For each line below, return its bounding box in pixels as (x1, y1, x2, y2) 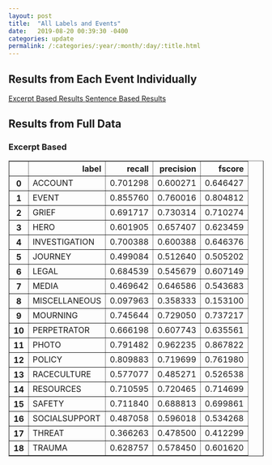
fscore (218, 163, 244, 174)
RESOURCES (32, 383, 82, 394)
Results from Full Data (8, 117, 121, 131)
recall (126, 163, 150, 174)
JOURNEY (32, 251, 71, 262)
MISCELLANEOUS (32, 295, 102, 306)
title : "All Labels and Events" (8, 19, 121, 28)
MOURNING (32, 309, 79, 321)
